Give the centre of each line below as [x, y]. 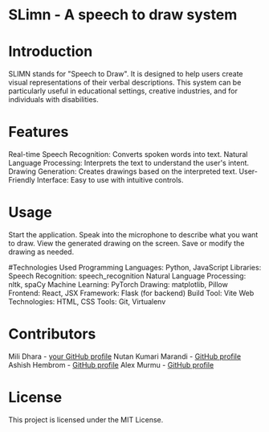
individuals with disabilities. [53, 100]
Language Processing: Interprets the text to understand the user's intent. [129, 163]
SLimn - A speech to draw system [123, 15]
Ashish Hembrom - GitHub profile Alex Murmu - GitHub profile [111, 364]
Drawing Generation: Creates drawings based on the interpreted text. [123, 171]
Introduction [51, 52]
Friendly [22, 180]
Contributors [52, 334]
